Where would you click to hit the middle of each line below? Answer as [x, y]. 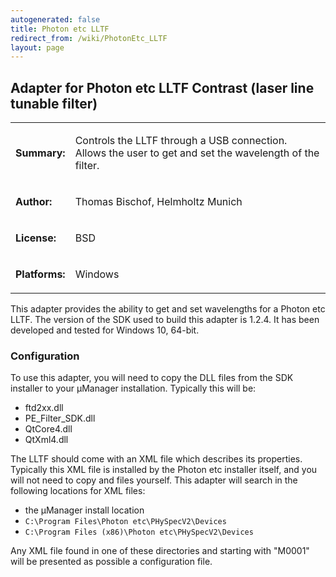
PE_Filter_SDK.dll [60, 418]
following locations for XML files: [78, 491]
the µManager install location [84, 510]
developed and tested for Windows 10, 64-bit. [105, 330]
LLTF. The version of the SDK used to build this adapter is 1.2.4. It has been [165, 320]
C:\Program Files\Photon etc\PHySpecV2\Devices [125, 522]
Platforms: [40, 274]
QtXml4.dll [46, 440]
